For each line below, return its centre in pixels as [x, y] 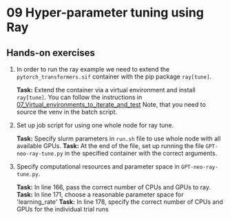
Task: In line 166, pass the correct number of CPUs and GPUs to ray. [114, 187]
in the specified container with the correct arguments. [141, 153]
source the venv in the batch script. [67, 112]
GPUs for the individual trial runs [62, 209]
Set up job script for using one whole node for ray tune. [95, 125]
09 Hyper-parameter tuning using [105, 13]
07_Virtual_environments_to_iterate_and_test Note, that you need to [111, 104]
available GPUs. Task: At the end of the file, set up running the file [110, 146]
